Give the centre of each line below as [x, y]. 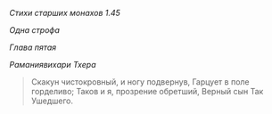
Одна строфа [35, 30]
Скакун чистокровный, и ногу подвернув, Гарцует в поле [140, 82]
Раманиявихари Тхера [53, 65]
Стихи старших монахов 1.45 [65, 13]
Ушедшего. [52, 101]
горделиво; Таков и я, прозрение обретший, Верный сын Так [147, 91]
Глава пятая [33, 47]
